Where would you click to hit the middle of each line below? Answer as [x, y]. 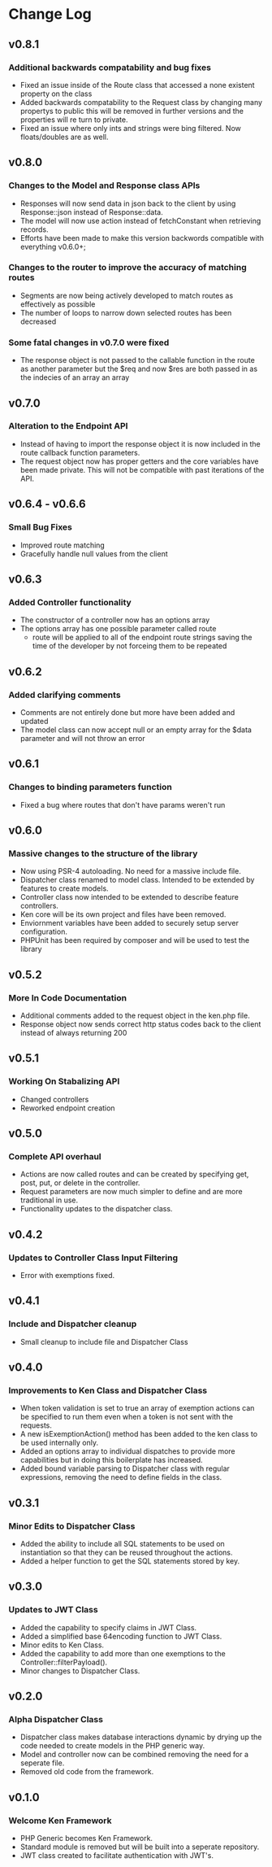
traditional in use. [49, 1200]
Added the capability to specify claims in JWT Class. [108, 1627]
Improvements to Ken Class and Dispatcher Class [108, 1390]
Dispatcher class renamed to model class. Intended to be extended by [137, 880]
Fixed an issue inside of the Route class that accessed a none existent [137, 85]
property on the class [56, 94]
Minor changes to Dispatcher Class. [80, 1671]
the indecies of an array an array [75, 377]
